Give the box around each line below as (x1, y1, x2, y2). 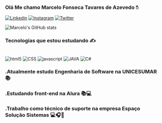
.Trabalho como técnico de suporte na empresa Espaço (5, 105, 141, 112)
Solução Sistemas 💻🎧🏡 (5, 112, 65, 119)
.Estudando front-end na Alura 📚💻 (5, 90, 92, 97)
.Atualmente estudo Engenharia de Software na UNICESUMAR (5, 68, 157, 75)
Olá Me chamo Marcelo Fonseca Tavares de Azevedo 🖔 (5, 4, 139, 11)
